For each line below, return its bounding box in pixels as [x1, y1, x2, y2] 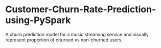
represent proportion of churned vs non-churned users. [5, 37, 123, 43]
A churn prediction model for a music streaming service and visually [5, 31, 149, 37]
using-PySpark [5, 14, 71, 26]
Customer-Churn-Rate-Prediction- [5, 4, 156, 15]
